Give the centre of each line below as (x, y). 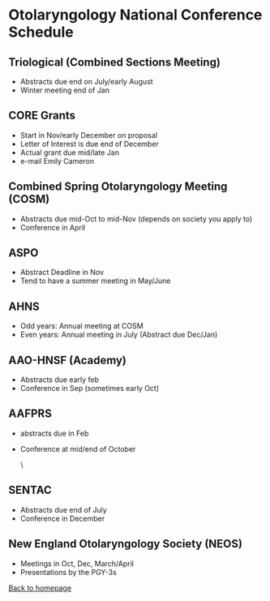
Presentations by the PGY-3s (69, 572)
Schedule (41, 32)
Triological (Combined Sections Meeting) (115, 62)
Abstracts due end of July (63, 509)
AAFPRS (30, 414)
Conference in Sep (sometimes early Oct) (90, 389)
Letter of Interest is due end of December (90, 144)
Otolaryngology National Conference (135, 15)
